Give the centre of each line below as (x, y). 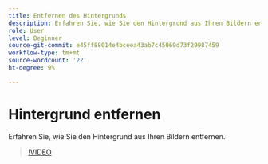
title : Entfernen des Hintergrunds (67, 16)
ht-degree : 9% (32, 68)
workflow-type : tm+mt (44, 53)
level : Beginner (35, 38)
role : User (26, 30)
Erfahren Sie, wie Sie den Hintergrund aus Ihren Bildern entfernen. (117, 136)
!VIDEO (39, 152)
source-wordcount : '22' (48, 61)
